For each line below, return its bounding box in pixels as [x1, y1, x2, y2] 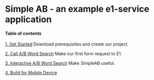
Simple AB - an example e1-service [5, 3, 150, 15]
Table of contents [5, 30, 42, 36]
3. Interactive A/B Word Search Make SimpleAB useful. [5, 60, 115, 66]
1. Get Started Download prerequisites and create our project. [5, 41, 129, 47]
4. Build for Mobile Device [5, 70, 57, 76]
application [5, 14, 52, 25]
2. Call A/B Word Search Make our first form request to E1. [5, 51, 122, 57]
